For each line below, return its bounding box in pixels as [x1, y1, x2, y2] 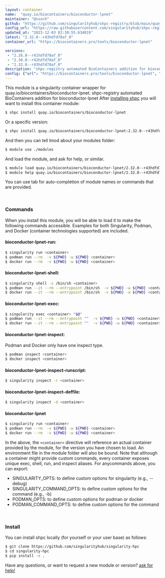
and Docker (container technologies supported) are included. [5, 228, 129, 233]
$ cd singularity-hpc [5, 549, 50, 554]
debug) [12, 481, 27, 487]
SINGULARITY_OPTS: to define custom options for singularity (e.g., [12, 475, 148, 481]
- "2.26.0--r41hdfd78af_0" [7, 53, 63, 58]
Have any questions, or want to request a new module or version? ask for [5, 562, 153, 568]
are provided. [5, 184, 32, 190]
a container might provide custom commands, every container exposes [5, 455, 149, 462]
